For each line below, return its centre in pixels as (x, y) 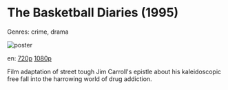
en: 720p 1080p (29, 58)
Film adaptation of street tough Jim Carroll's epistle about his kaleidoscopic (114, 71)
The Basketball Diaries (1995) (93, 13)
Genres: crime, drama (38, 32)
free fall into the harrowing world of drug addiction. (80, 79)
